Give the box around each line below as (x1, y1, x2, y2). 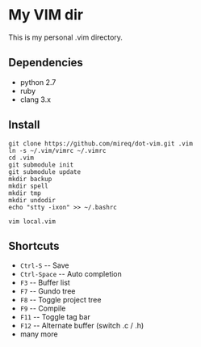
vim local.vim (8, 217, 57, 226)
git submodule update (8, 167, 82, 176)
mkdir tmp (8, 188, 42, 197)
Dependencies (8, 56, 83, 70)
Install (8, 118, 40, 132)
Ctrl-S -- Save (19, 260, 69, 270)
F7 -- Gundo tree (19, 286, 76, 296)
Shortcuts (8, 239, 60, 252)
